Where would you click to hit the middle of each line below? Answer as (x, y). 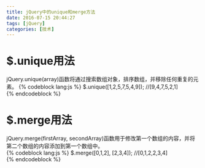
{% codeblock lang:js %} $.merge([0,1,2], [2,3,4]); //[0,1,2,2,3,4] (87, 153)
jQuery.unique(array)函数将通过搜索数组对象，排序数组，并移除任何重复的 (100, 79)
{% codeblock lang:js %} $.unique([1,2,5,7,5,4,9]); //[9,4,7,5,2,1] (98, 87)
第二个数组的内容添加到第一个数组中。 (55, 146)
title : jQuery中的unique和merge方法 (51, 12)
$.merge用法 (39, 120)
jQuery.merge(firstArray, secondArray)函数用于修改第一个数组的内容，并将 (101, 139)
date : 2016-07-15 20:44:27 (41, 18)
